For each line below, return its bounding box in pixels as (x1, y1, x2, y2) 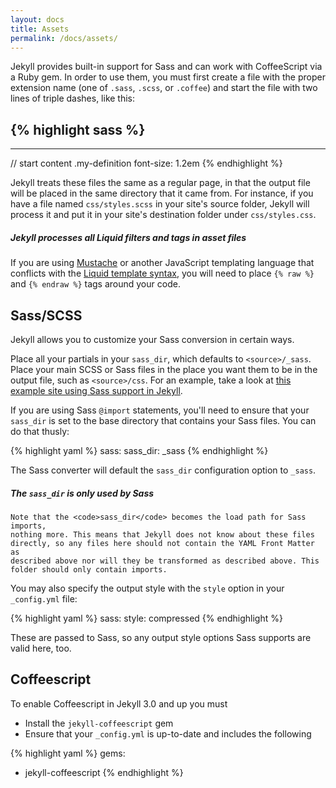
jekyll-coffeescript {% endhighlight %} (24, 766, 184, 778)
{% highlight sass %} (10, 121, 146, 138)
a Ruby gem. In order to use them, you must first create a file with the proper (10, 71, 326, 83)
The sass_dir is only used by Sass (10, 487, 155, 499)
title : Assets (10, 24, 70, 34)
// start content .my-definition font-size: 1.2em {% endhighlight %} (10, 157, 283, 170)
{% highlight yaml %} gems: (10, 747, 126, 759)
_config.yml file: (10, 592, 78, 605)
